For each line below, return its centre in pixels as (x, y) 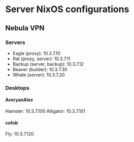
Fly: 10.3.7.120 (20, 134)
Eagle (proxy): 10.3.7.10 (37, 53)
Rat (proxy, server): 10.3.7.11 (41, 59)
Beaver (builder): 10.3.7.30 (40, 69)
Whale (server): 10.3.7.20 (39, 75)
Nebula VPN (25, 28)
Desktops (17, 88)
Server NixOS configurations (67, 9)
